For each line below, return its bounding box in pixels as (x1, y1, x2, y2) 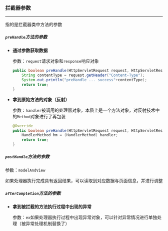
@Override (12, 123, 33, 128)
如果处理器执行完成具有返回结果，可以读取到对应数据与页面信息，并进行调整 (5, 177, 163, 183)
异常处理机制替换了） (25, 220, 70, 226)
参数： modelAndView (5, 167, 45, 173)
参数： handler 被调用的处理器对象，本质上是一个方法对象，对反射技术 (12, 107, 155, 113)
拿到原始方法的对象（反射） (12, 96, 70, 102)
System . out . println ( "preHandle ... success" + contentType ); (21, 78, 147, 83)
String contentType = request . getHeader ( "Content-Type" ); (21, 73, 145, 78)
